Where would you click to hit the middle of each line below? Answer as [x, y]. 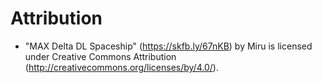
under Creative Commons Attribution [100, 56]
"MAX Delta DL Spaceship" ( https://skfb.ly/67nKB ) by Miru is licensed [168, 46]
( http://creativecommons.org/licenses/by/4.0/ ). [121, 67]
